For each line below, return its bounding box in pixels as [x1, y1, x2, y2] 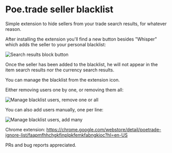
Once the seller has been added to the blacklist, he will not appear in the [5, 61, 158, 67]
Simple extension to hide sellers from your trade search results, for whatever [5, 21, 167, 27]
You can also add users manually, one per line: [5, 106, 104, 112]
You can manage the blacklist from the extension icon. [5, 76, 120, 83]
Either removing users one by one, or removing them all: [5, 86, 124, 93]
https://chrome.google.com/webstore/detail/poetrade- [46, 126, 161, 132]
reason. [5, 26, 21, 32]
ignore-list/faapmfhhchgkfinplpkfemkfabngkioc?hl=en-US [5, 132, 128, 138]
